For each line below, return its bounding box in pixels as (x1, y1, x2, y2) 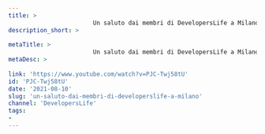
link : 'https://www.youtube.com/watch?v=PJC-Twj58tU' (8, 70, 189, 78)
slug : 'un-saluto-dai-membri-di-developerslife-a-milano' (8, 92, 203, 100)
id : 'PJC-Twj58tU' (8, 77, 69, 85)
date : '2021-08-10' (8, 84, 73, 93)
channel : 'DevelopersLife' (8, 99, 97, 107)
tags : (8, 107, 26, 115)
